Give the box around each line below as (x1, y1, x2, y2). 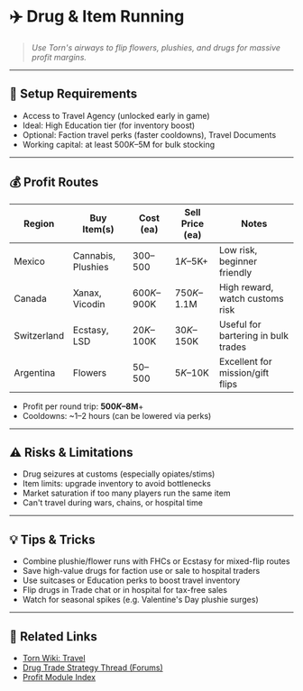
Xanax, (72, 286, 102, 299)
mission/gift (219, 366, 269, 378)
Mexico (14, 255, 45, 268)
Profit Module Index (22, 672, 96, 682)
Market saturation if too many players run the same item (22, 487, 231, 499)
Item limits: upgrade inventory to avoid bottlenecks (22, 478, 212, 489)
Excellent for (219, 355, 272, 368)
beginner (219, 255, 258, 268)
